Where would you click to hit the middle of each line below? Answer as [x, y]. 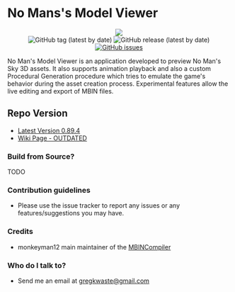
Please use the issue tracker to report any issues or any [99, 206]
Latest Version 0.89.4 [49, 130]
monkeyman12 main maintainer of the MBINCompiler [94, 247]
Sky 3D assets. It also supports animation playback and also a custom [109, 68]
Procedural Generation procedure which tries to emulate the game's [107, 76]
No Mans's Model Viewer [83, 13]
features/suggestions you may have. [71, 213]
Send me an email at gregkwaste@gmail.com [84, 281]
